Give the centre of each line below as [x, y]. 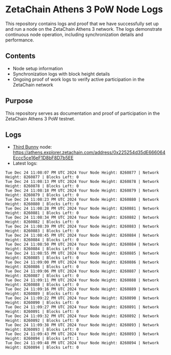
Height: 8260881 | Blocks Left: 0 [42, 213]
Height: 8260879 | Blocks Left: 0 [42, 195]
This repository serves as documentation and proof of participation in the [83, 113]
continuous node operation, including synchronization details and [74, 34]
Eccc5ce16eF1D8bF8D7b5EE [43, 158]
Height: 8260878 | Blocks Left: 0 [42, 186]
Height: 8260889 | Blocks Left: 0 [42, 294]
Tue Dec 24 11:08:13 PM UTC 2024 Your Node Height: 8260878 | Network [82, 182]
